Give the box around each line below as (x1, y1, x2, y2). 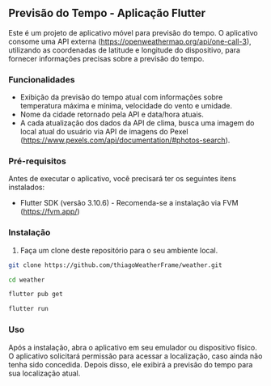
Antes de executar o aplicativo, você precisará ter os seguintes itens (8, 174, 237, 184)
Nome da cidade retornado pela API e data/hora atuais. (19, 109, 204, 120)
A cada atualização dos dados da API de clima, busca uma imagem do (19, 118, 255, 128)
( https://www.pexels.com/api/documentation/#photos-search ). (19, 135, 231, 145)
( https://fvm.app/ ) (19, 206, 80, 217)
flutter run (8, 305, 49, 313)
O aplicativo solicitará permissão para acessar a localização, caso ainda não (8, 351, 263, 361)
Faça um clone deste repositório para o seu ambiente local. (19, 245, 218, 255)
